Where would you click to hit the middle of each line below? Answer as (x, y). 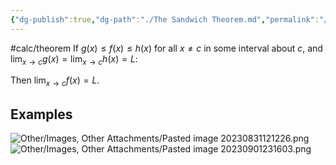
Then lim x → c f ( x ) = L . (55, 81)
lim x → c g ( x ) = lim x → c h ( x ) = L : (74, 59)
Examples (41, 114)
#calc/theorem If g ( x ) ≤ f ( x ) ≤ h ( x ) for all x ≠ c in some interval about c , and (166, 48)
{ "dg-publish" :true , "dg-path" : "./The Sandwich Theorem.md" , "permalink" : (165, 19)
